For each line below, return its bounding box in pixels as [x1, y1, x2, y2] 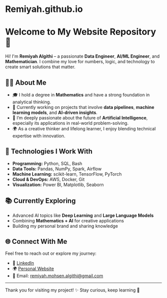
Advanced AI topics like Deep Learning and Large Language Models [12, 212, 154, 218]
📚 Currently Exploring [5, 197, 76, 205]
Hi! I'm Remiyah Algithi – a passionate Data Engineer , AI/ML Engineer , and [5, 53, 160, 59]
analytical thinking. [12, 99, 51, 105]
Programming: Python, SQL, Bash [12, 160, 83, 166]
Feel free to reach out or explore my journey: [5, 250, 97, 257]
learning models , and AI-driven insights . [12, 109, 98, 115]
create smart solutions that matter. [5, 64, 76, 70]
